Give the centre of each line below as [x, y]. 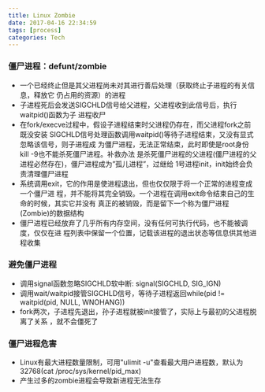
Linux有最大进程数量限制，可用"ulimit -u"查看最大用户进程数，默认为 [131, 362]
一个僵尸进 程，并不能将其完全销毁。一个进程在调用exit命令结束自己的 [134, 193]
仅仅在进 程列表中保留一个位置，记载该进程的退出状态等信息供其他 [142, 232]
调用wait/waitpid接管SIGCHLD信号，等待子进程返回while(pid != [122, 293]
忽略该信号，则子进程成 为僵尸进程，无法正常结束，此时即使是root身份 [134, 144]
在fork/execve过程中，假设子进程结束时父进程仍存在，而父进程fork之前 [135, 124]
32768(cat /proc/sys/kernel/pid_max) [80, 372]
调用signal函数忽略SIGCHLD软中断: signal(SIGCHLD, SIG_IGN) [120, 283]
